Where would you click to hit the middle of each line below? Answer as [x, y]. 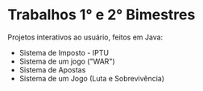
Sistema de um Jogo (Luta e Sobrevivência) [92, 78]
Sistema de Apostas [52, 69]
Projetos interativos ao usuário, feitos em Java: [85, 37]
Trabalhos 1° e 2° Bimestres [101, 15]
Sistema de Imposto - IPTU [64, 52]
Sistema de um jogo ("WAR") [67, 61]
